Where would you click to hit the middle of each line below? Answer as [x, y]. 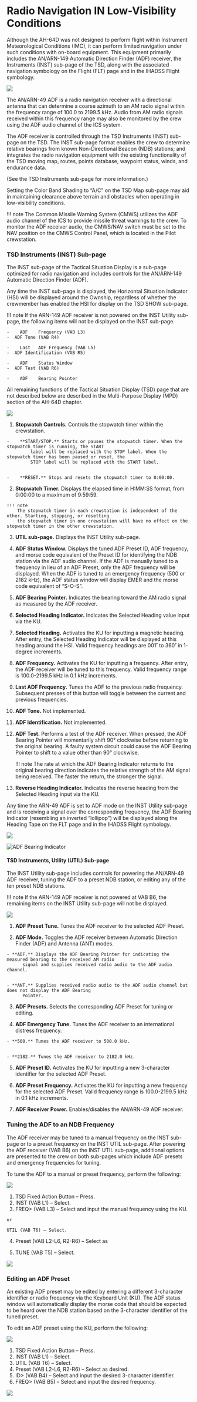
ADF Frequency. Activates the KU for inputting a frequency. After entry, [102, 663]
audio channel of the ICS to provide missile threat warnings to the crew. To [97, 220]
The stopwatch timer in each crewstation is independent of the [97, 511]
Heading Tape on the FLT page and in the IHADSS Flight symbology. [89, 824]
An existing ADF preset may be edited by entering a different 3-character [95, 1292]
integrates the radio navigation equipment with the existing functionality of [96, 155]
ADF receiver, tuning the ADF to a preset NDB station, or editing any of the [96, 879]
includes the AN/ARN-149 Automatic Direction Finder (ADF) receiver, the [94, 58]
